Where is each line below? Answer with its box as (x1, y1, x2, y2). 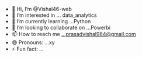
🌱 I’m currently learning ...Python (11, 18, 91, 24)
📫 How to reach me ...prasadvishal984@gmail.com (11, 31, 136, 37)
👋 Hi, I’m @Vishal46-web (11, 6, 72, 12)
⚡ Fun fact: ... (11, 45, 44, 52)
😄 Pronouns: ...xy (11, 39, 55, 46)
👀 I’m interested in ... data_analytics (11, 12, 98, 19)
